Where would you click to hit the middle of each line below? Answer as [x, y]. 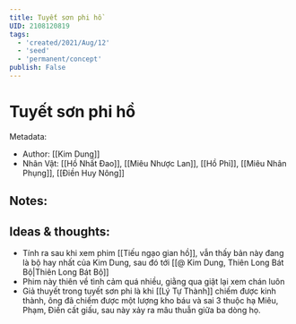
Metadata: [28, 136]
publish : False [38, 68]
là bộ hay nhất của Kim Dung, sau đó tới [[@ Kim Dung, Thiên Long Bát [153, 263]
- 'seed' [34, 51]
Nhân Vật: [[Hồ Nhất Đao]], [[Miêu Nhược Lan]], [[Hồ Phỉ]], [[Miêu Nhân [154, 163]
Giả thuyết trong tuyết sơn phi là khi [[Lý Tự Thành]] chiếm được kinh [149, 291]
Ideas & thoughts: [60, 231]
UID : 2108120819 [39, 26]
